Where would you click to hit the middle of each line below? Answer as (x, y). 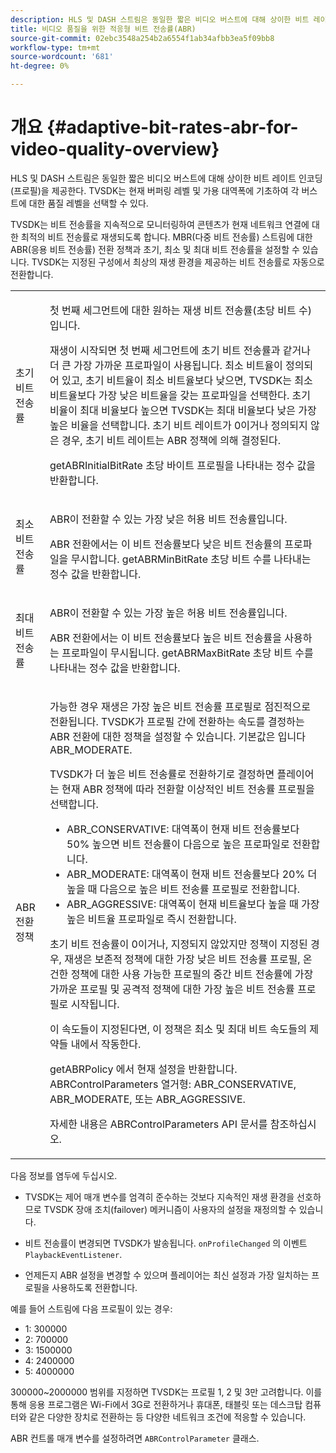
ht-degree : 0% (40, 66)
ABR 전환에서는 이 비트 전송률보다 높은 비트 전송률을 (165, 638)
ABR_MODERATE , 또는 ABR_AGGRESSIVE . (147, 1099)
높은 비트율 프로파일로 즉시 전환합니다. (151, 919)
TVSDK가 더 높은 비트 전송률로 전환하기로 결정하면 (162, 774)
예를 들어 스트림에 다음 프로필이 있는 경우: (91, 1308)
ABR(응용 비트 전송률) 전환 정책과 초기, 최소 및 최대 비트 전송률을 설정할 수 (155, 249)
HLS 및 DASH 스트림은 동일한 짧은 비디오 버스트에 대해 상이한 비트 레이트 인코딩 (166, 178)
